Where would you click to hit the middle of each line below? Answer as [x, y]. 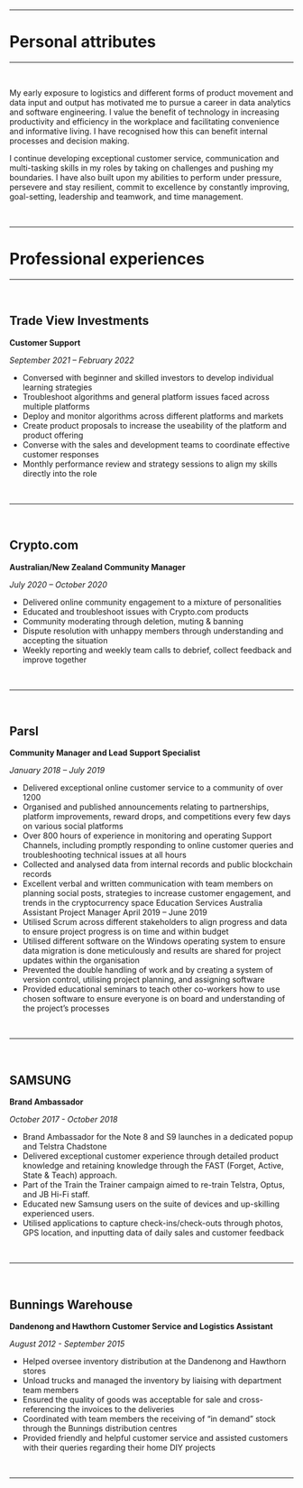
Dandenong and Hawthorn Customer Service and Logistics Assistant [141, 1326]
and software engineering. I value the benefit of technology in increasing [144, 112]
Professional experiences [107, 259]
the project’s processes [66, 1008]
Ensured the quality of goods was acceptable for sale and [129, 1400]
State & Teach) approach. [69, 1175]
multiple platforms [56, 406]
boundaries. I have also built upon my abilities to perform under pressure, [146, 177]
